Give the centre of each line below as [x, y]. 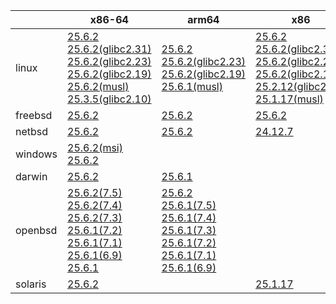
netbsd [32, 131]
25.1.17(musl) [289, 99]
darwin [31, 176]
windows [36, 154]
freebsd [34, 115]
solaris [31, 284]
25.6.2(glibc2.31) [109, 49]
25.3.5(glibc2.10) [109, 99]
